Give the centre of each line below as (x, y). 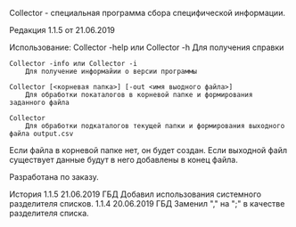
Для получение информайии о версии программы (111, 71)
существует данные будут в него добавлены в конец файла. (123, 160)
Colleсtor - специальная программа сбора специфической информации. (147, 13)
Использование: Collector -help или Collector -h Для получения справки (147, 47)
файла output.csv (41, 134)
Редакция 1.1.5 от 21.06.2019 (62, 30)
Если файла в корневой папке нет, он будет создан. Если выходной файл (148, 150)
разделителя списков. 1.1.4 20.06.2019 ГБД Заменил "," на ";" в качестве (147, 203)
